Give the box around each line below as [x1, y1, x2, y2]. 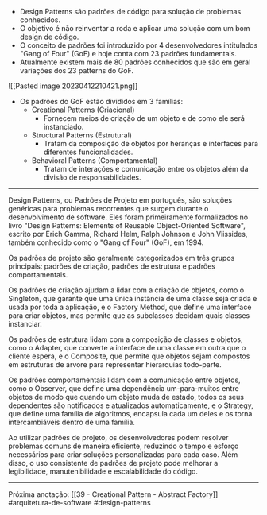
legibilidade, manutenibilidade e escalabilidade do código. [8, 467, 199, 476]
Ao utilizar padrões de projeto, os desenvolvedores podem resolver [8, 433, 229, 442]
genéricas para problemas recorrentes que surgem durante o [8, 204, 209, 213]
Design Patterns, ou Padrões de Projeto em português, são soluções [8, 196, 233, 205]
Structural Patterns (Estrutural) [31, 130, 133, 140]
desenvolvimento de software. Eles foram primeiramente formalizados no [8, 212, 249, 222]
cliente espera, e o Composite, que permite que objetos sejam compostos [8, 351, 250, 361]
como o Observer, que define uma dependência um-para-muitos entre [8, 384, 240, 393]
